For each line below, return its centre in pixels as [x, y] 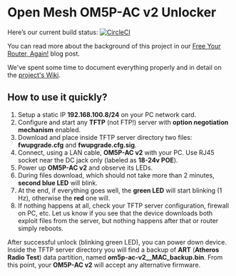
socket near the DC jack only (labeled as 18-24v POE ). [98, 160]
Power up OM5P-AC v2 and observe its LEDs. [85, 168]
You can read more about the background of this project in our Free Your [114, 46]
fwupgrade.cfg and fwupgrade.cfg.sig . [77, 145]
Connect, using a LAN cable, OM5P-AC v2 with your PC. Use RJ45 [116, 152]
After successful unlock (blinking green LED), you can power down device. [117, 242]
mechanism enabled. [49, 130]
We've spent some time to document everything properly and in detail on [115, 67]
